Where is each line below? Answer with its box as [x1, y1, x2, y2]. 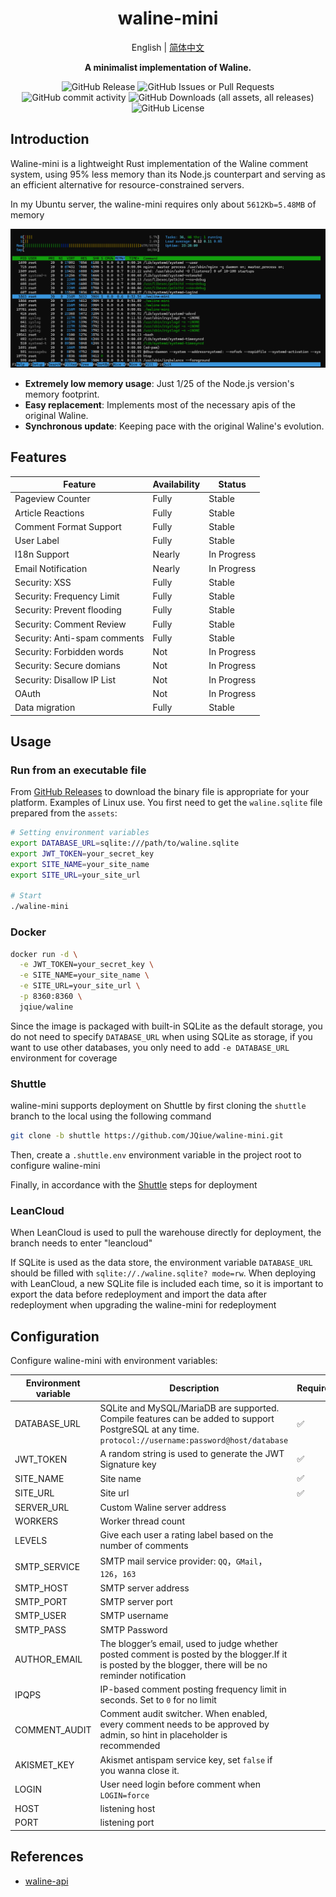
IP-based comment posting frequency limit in [99, 1683, 287, 1696]
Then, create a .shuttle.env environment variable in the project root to [10, 1148, 302, 1161]
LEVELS [14, 1534, 48, 1546]
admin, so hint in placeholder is [99, 1729, 228, 1741]
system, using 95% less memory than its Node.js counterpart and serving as [10, 168, 326, 180]
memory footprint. [24, 388, 100, 400]
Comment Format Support [14, 520, 122, 532]
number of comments [99, 1540, 189, 1552]
